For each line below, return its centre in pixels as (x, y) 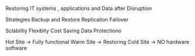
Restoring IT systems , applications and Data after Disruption (79, 8)
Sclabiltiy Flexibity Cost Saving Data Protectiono (64, 31)
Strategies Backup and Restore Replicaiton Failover (67, 19)
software (16, 48)
